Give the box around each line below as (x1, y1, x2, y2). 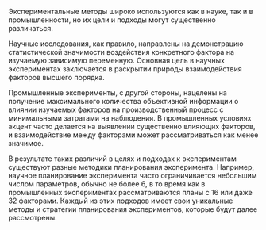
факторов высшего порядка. (8, 73, 105, 82)
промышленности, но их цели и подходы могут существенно (8, 15, 216, 25)
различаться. (8, 24, 54, 33)
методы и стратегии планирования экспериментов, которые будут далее (8, 205, 258, 213)
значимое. (8, 139, 44, 148)
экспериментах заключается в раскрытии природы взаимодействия (8, 64, 242, 74)
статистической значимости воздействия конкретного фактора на (8, 48, 235, 56)
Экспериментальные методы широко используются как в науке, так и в (8, 7, 253, 16)
